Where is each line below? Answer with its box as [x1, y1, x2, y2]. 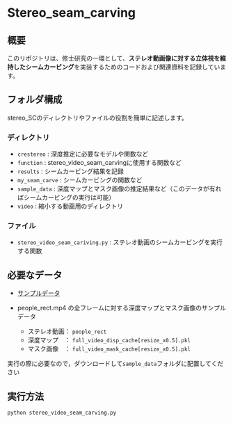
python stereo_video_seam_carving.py [7, 409, 117, 417]
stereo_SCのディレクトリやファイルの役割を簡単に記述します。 [7, 113, 188, 122]
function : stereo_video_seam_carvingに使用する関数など [17, 159, 182, 167]
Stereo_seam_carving [7, 5, 136, 21]
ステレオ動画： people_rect [27, 327, 107, 335]
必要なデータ [7, 269, 63, 281]
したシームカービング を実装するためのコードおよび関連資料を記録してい [13, 63, 220, 71]
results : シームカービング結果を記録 [17, 167, 124, 175]
